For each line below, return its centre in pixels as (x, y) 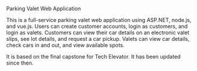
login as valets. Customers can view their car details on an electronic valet (98, 33)
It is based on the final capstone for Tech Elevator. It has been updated (93, 57)
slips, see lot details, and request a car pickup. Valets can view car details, (98, 39)
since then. (20, 63)
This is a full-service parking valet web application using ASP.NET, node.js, (99, 20)
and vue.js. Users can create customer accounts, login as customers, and (97, 26)
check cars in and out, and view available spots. (65, 45)
